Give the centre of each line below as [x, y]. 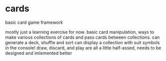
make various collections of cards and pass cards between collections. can [83, 37]
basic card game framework [34, 22]
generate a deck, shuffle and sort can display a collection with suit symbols [83, 42]
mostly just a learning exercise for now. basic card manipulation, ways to [80, 32]
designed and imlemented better [39, 53]
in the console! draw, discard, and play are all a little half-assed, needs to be [83, 48]
